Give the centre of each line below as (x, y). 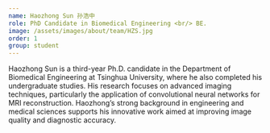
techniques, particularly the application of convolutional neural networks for (134, 94)
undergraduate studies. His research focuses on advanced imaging (120, 86)
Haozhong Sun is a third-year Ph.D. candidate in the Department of (120, 69)
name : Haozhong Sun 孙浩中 (52, 16)
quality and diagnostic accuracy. (62, 120)
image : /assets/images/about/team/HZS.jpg (81, 31)
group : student (34, 46)
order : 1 (23, 38)
